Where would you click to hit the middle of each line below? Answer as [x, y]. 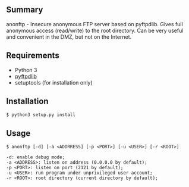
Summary [25, 10]
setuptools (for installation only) [54, 82]
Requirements [33, 56]
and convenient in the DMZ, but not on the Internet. [69, 37]
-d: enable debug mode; [36, 157]
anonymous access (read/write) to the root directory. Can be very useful [95, 30]
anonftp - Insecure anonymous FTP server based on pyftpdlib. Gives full [94, 24]
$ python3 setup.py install [41, 115]
